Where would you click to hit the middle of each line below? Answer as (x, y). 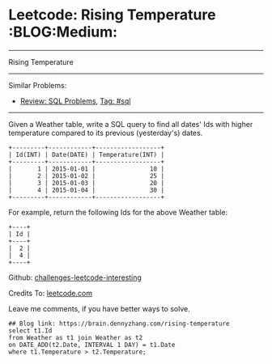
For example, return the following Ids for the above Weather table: (118, 212)
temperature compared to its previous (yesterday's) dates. (106, 133)
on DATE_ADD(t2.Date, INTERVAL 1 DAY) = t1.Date (92, 345)
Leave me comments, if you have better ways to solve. (99, 308)
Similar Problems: (38, 85)
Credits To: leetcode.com (51, 293)
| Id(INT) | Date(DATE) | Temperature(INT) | (86, 154)
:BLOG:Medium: (63, 32)
